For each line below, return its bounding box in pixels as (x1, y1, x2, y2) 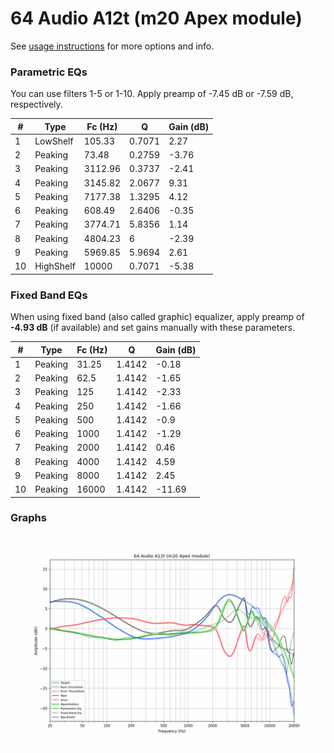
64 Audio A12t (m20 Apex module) (10, 7, 303, 30)
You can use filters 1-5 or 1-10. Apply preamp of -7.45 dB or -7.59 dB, (10, 88, 294, 100)
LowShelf (34, 135, 74, 147)
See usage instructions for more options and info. (10, 40, 215, 52)
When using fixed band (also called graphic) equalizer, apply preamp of (10, 311, 305, 323)
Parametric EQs (10, 65, 88, 79)
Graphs (10, 511, 47, 525)
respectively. (10, 98, 63, 111)
